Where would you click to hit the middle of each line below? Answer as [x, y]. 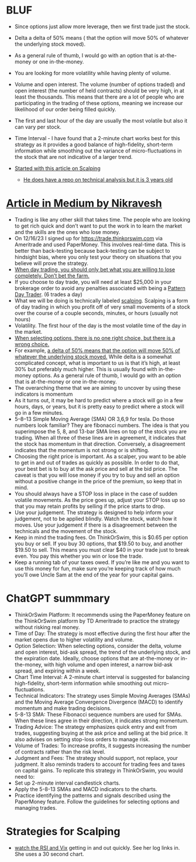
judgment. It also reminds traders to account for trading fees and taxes [100, 764]
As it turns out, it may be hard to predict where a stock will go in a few [99, 400]
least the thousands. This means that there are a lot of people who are [99, 97]
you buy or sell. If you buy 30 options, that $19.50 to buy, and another [99, 544]
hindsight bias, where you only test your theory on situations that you [98, 257]
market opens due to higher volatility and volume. [74, 639]
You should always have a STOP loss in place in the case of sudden [96, 494]
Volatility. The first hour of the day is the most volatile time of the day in [100, 325]
